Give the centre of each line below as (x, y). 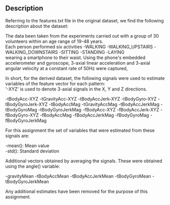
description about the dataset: (37, 26)
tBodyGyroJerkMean (27, 181)
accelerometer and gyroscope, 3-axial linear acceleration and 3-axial (78, 63)
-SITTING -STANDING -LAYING (92, 52)
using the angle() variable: (33, 166)
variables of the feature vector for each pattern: (55, 83)
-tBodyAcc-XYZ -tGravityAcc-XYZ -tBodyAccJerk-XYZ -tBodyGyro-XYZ (81, 99)
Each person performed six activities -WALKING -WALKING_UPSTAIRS (79, 47)
